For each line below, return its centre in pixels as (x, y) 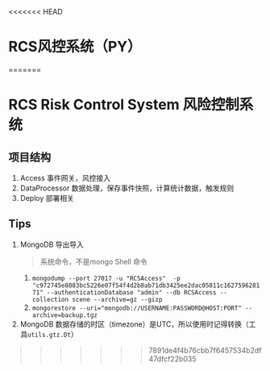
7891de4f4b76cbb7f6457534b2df (205, 350)
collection (50, 299)
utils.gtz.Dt (49, 335)
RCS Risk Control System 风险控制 (124, 105)
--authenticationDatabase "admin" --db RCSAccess (132, 292)
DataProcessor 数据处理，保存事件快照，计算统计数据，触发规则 (127, 188)
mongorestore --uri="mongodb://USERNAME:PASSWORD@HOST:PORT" (137, 308)
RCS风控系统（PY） (75, 47)
